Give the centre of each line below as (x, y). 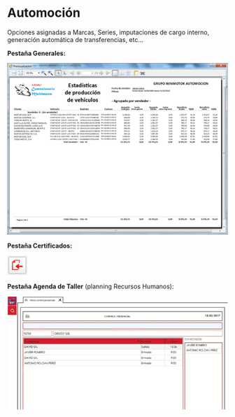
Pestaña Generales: (36, 53)
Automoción (44, 13)
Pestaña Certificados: (40, 246)
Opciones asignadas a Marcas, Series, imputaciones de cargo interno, (108, 32)
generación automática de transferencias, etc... (76, 39)
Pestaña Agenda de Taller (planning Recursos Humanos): (91, 286)
